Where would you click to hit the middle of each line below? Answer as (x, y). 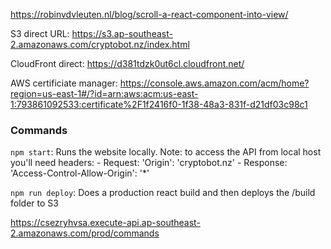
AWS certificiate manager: (64, 83)
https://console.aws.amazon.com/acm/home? (214, 83)
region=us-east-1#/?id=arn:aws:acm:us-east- (104, 93)
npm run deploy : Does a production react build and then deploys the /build (163, 193)
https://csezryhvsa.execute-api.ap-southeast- (105, 223)
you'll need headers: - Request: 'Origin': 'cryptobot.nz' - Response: (149, 163)
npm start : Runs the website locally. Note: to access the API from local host (166, 152)
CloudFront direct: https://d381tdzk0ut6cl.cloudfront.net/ (127, 63)
